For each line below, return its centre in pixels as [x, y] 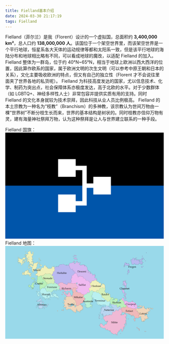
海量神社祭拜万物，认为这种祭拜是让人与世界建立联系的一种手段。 [91, 119]
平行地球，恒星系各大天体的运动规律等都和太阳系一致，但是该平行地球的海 [87, 50]
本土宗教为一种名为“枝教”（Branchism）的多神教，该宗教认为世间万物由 [80, 107]
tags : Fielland [21, 21]
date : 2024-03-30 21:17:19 [33, 16]
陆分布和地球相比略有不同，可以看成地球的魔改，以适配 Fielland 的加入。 [81, 56]
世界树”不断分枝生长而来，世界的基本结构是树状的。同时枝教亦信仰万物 [86, 113]
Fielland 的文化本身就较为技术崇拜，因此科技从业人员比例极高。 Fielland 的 [83, 100]
